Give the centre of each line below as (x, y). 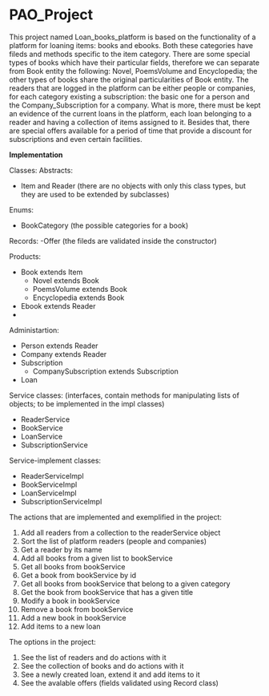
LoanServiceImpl (48, 493)
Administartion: (34, 330)
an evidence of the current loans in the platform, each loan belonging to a (130, 113)
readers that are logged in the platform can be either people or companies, (132, 88)
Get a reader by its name (61, 549)
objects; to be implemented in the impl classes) (87, 403)
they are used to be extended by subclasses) (95, 194)
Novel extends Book (66, 280)
